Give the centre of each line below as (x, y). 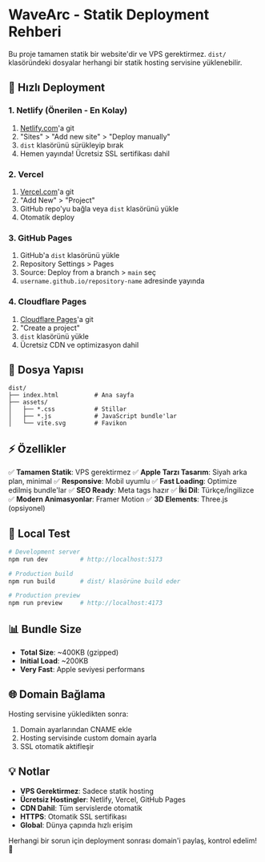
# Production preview (44, 596)
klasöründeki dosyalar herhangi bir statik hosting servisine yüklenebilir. (125, 62)
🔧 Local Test (39, 533)
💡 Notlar (29, 772)
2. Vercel (26, 174)
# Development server (44, 552)
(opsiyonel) (27, 508)
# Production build (41, 574)
